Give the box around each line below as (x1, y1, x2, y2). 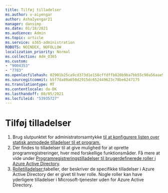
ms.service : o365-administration (5, 40, 75, 45)
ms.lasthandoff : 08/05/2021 (5, 91, 64, 96)
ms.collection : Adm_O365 (5, 54, 57, 59)
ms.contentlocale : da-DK (5, 86, 57, 92)
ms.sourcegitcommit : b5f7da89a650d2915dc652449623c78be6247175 (5, 77, 140, 82)
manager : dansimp (5, 21, 41, 27)
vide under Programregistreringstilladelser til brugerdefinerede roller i (12, 155, 156, 161)
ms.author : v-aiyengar (5, 12, 52, 17)
